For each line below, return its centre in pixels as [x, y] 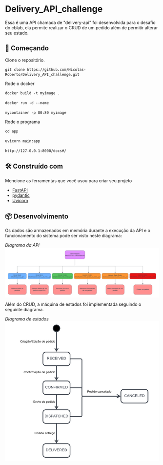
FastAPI [20, 190]
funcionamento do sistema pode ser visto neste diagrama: [63, 236]
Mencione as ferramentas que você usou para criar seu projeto [69, 180]
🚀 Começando [27, 48]
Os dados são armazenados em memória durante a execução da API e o [78, 231]
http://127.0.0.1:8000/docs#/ [36, 151]
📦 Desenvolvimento [37, 216]
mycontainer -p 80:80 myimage [36, 113]
